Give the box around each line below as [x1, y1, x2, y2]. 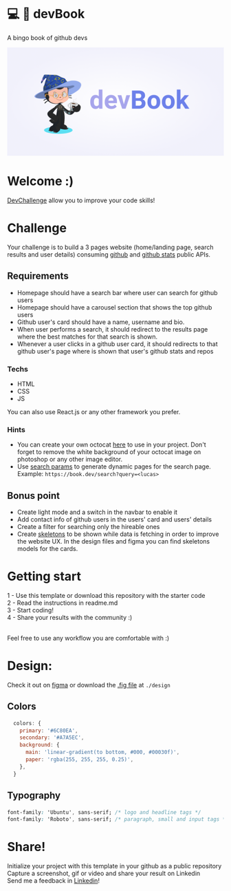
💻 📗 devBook [7, 6, 85, 22]
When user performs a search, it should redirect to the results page [16, 325, 208, 333]
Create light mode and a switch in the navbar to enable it [16, 508, 177, 517]
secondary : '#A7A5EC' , [19, 734, 85, 741]
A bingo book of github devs [7, 33, 88, 42]
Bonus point [7, 490, 60, 502]
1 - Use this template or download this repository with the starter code [7, 591, 206, 599]
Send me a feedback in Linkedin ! [7, 877, 100, 885]
